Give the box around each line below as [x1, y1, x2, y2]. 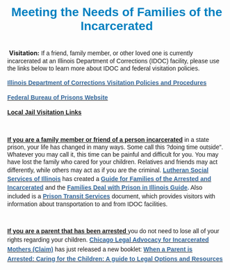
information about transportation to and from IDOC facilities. [7, 200, 168, 208]
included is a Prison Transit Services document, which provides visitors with [7, 192, 215, 200]
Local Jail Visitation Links [7, 108, 82, 116]
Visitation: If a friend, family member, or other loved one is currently [8, 49, 193, 57]
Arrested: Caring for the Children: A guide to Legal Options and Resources [7, 255, 224, 262]
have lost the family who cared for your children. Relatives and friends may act [7, 158, 218, 166]
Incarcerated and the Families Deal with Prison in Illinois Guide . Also [7, 183, 203, 191]
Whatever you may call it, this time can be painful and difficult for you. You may [7, 150, 219, 158]
